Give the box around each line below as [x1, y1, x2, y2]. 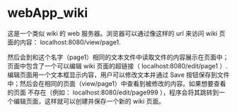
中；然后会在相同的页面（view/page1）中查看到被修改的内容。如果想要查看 [7, 79, 226, 87]
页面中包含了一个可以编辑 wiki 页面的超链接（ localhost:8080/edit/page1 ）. [7, 61, 228, 70]
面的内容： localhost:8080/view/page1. [7, 37, 122, 46]
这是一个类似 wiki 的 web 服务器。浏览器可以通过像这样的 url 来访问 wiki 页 [7, 29, 226, 37]
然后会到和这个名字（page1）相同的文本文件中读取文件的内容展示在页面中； [7, 53, 229, 61]
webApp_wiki [7, 5, 88, 21]
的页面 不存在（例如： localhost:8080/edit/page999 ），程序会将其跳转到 [7, 88, 219, 97]
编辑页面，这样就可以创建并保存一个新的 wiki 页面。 [13, 97, 165, 105]
